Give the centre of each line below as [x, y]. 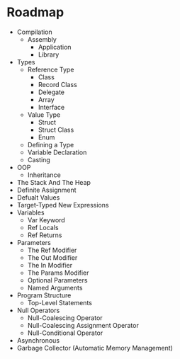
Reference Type [51, 69]
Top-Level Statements [60, 302]
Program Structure [44, 295]
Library [49, 55]
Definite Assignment [46, 190]
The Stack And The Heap [54, 182]
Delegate [51, 92]
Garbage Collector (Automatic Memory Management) [95, 348]
